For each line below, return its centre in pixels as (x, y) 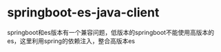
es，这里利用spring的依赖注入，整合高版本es (71, 41)
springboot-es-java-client (83, 13)
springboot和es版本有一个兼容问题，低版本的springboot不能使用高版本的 (111, 32)
